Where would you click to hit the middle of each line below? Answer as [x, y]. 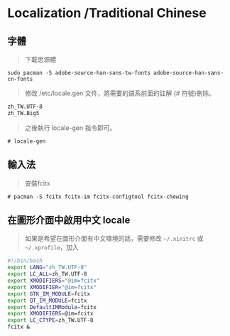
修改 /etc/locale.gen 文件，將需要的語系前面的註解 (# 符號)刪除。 [120, 93]
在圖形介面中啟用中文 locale [69, 220]
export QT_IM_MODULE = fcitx [47, 300]
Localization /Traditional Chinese [107, 13]
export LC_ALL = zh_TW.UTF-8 [47, 274]
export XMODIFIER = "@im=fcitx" [52, 287]
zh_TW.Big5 [23, 113]
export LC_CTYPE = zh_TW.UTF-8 [50, 320]
